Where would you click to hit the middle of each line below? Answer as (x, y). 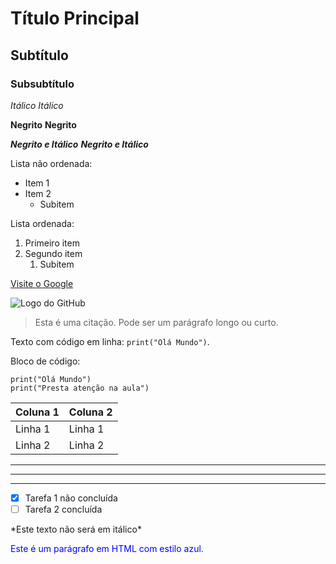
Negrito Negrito (43, 124)
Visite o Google (42, 283)
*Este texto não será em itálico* (76, 529)
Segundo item (53, 253)
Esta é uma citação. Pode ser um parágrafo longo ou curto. (156, 322)
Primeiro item (52, 243)
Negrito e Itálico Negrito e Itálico (79, 144)
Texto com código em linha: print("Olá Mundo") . (110, 341)
